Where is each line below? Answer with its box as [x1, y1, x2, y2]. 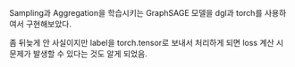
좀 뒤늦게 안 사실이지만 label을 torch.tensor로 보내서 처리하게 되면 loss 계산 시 [9, 38, 284, 48]
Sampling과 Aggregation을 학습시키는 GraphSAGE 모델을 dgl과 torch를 [9, 8, 263, 18]
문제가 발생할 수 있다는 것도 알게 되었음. [9, 48, 147, 59]
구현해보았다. [25, 19, 72, 29]
